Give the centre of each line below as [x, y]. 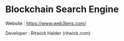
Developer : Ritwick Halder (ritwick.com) [48, 33]
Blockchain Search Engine [62, 9]
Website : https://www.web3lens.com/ [46, 23]
